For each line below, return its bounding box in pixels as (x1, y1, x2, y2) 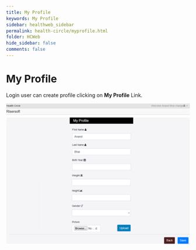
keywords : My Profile (6, 15, 59, 22)
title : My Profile (6, 9, 51, 15)
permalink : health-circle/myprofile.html (6, 28, 108, 34)
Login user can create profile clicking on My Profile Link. (6, 91, 143, 99)
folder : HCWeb (6, 34, 41, 40)
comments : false (6, 47, 45, 53)
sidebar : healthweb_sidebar (6, 22, 75, 27)
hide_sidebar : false (6, 40, 57, 46)
